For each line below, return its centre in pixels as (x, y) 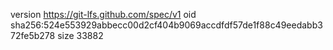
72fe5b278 (33, 35)
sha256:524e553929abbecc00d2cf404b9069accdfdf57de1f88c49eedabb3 (166, 25)
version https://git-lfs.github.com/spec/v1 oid (103, 14)
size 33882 (80, 35)
